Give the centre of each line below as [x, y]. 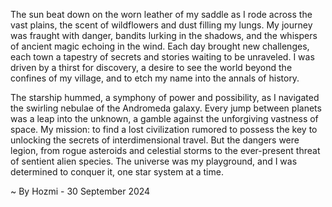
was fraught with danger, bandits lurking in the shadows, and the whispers [164, 35]
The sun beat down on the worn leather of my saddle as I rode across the [161, 14]
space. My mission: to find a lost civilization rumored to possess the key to [164, 129]
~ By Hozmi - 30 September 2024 [80, 191]
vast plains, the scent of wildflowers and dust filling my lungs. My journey [161, 25]
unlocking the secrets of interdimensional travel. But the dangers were [155, 140]
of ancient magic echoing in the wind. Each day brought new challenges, [160, 46]
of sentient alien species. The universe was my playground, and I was [154, 161]
